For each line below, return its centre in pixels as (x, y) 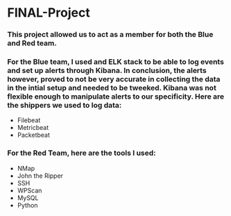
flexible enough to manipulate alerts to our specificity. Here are (116, 97)
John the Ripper (40, 176)
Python (27, 205)
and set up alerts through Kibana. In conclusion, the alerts (107, 71)
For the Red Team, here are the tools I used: (82, 153)
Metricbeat (33, 128)
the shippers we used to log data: (65, 106)
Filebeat (29, 120)
